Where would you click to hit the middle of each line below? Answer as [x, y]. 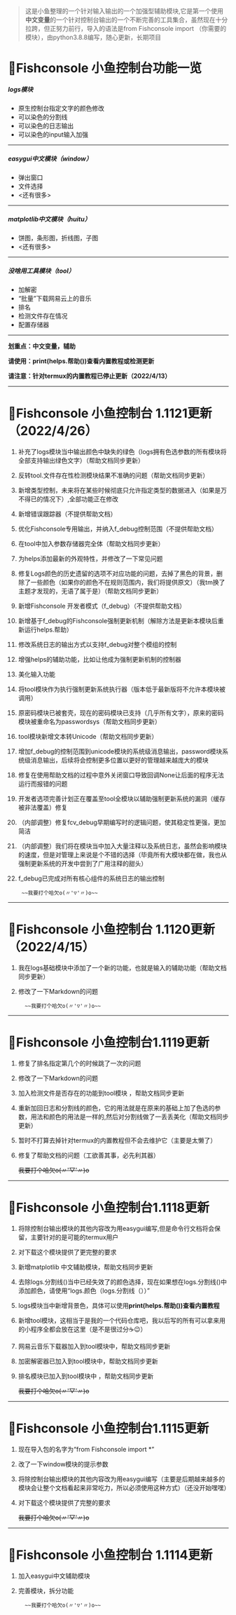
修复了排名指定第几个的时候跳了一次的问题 [79, 1063]
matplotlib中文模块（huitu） [49, 219]
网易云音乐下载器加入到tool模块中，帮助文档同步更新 [94, 1346]
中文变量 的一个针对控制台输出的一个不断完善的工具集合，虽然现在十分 [126, 20]
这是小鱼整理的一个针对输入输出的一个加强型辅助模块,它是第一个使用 [124, 11]
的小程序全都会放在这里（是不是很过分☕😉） [82, 1329]
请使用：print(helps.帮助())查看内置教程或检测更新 [81, 361]
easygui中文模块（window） [50, 158]
